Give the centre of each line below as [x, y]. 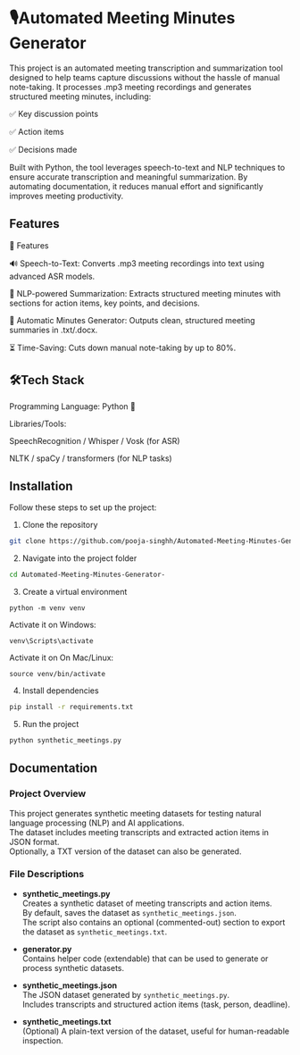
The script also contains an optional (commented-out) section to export [154, 922]
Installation [41, 486]
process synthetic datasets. [73, 967]
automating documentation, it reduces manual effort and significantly [136, 186]
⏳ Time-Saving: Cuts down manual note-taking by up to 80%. [123, 347]
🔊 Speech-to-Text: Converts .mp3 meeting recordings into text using [137, 263]
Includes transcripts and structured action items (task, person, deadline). [156, 1004]
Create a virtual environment [75, 592]
